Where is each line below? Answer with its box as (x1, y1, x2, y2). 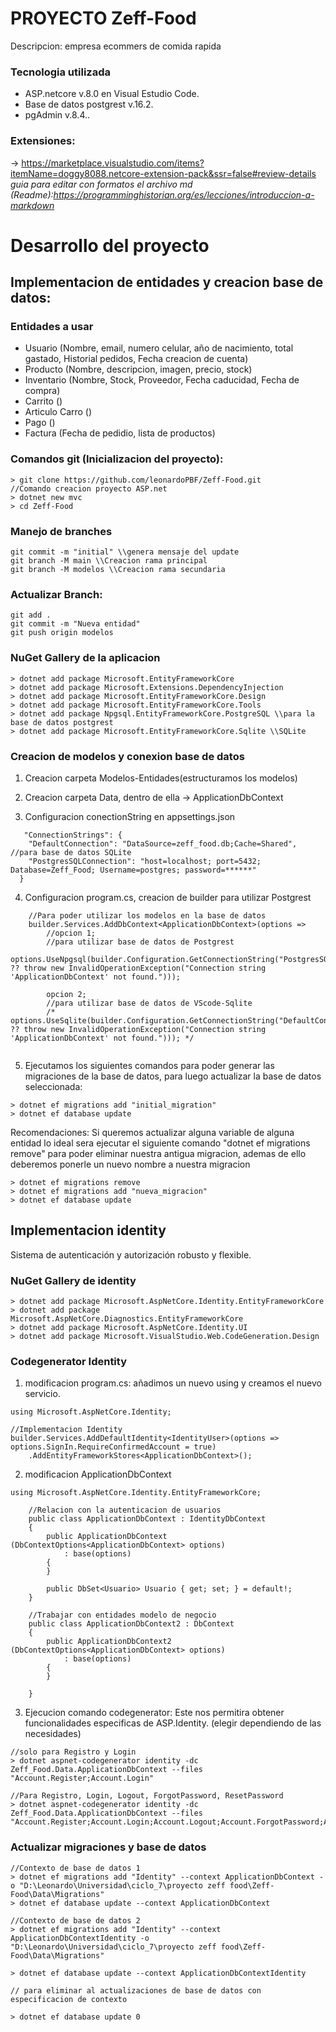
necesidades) (24, 1728, 82, 1740)
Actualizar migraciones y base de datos (10, 1840, 207, 1854)
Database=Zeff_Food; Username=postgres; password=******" (10, 865, 257, 875)
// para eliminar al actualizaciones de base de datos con (10, 1985, 262, 1996)
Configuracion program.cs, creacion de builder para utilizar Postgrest (24, 891, 312, 903)
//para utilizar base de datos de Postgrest (46, 937, 235, 947)
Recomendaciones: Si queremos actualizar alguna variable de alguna (10, 1126, 295, 1138)
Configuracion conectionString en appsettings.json (24, 810, 236, 822)
